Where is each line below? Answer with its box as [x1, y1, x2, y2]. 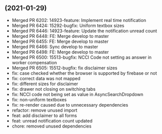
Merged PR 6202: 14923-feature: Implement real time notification [11, 17, 147, 23]
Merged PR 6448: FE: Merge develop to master [11, 33, 109, 39]
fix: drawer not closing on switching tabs [11, 86, 96, 92]
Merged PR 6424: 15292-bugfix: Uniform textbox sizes [11, 22, 125, 28]
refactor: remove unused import [11, 107, 78, 113]
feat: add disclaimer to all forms [11, 112, 77, 119]
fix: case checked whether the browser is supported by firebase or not [11, 70, 158, 76]
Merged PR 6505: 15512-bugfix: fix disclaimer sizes [11, 65, 118, 71]
